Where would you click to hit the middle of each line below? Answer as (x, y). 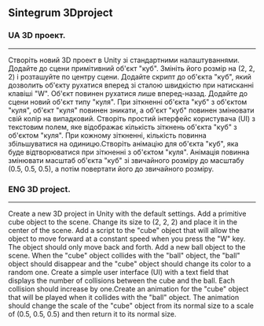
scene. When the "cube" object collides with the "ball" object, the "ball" (124, 255)
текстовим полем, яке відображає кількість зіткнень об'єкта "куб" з (123, 127)
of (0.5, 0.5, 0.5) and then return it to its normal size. (92, 313)
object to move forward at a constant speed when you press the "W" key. (127, 239)
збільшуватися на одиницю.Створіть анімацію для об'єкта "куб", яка (123, 143)
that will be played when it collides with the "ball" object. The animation (124, 297)
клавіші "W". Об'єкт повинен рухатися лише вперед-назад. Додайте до (128, 93)
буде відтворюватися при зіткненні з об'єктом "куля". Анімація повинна (129, 152)
